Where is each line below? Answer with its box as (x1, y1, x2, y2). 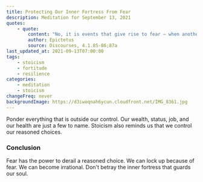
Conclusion (6, 143, 41, 152)
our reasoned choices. (6, 128, 62, 135)
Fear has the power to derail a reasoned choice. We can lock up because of (6, 157, 195, 164)
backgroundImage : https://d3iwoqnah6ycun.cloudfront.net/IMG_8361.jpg (6, 99, 188, 105)
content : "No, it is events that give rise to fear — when (28, 31, 180, 37)
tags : (6, 54, 20, 60)
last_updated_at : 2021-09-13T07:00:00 (6, 48, 104, 54)
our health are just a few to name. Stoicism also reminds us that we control (6, 122, 192, 129)
